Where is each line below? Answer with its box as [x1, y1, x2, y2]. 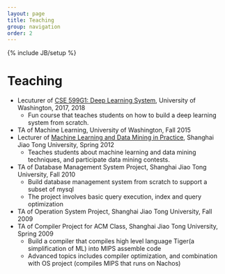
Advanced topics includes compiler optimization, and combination [27, 252, 218, 260]
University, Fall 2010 [17, 170, 76, 178]
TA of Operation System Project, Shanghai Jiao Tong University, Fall [17, 207, 212, 216]
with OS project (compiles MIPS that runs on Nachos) [27, 259, 181, 268]
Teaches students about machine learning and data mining [27, 148, 196, 157]
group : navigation [7, 23, 61, 30]
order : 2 [7, 29, 33, 37]
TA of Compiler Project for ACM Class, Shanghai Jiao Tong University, [17, 222, 218, 231]
